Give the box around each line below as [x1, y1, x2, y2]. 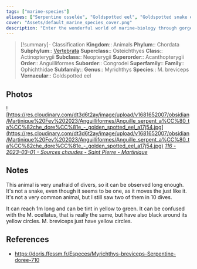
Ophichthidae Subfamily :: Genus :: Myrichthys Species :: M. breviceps [20, 66, 189, 73]
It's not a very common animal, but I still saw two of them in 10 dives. [6, 193, 172, 200]
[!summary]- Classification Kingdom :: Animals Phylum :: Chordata [20, 41, 180, 48]
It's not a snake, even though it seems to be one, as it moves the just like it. [6, 187, 188, 194]
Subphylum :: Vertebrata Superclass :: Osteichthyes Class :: [20, 48, 163, 55]
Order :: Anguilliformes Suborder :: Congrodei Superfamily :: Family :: [20, 60, 185, 67]
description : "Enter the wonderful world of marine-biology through [6, 25, 177, 31]
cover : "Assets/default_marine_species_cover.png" [6, 19, 133, 25]
